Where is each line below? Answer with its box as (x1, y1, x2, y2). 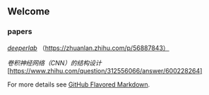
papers (7, 27, 32, 37)
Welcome (7, 6, 50, 18)
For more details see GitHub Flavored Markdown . (7, 80, 150, 89)
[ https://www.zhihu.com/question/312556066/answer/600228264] (7, 66, 203, 75)
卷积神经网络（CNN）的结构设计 (7, 58, 102, 67)
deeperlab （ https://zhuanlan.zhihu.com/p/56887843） (7, 44, 169, 52)
